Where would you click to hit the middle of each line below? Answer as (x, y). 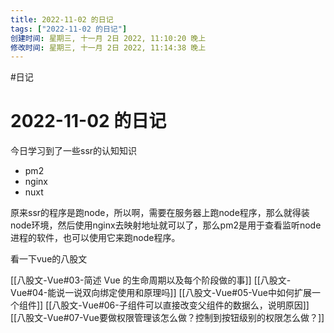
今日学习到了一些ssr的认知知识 (74, 151)
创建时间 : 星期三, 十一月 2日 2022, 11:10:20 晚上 (108, 38)
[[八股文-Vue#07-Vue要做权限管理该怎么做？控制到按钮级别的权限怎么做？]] (167, 318)
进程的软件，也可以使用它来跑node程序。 (95, 238)
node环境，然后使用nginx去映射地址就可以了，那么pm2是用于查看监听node (166, 225)
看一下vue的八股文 (49, 259)
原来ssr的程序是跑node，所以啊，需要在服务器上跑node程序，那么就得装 (160, 213)
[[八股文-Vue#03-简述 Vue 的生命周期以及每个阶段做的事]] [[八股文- (151, 280)
